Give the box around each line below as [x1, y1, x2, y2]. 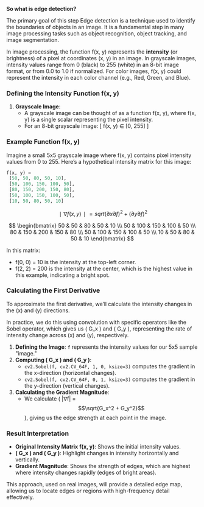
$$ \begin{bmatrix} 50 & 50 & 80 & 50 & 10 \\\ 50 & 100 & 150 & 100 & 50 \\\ [9, 222, 196, 229]
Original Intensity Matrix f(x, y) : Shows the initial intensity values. [15, 443, 181, 450]
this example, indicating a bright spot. [15, 271, 110, 279]
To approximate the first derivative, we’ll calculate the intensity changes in [6, 300, 192, 307]
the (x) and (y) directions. [6, 307, 70, 314]
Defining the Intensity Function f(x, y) [6, 89, 120, 97]
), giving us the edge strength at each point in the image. [24, 414, 167, 421]
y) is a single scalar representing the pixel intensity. [24, 116, 153, 124]
